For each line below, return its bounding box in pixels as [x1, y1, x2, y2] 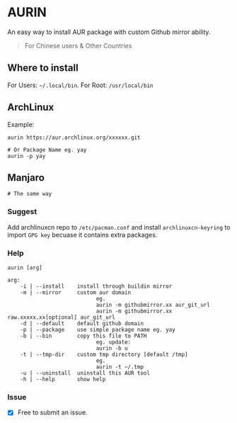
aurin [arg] [7, 264, 42, 271]
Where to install [7, 62, 79, 74]
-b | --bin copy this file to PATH [20, 332, 147, 339]
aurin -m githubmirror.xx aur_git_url [96, 301, 211, 308]
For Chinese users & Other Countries [24, 41, 132, 50]
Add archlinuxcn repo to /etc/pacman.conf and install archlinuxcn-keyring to [7, 222, 231, 231]
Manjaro [7, 171, 45, 184]
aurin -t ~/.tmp [96, 363, 144, 371]
